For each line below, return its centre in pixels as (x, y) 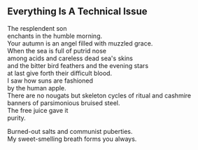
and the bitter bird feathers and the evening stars (78, 65)
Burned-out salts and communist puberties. (70, 131)
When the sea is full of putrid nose (57, 50)
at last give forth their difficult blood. (60, 73)
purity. (16, 118)
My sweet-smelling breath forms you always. (72, 139)
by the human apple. (37, 88)
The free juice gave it (38, 110)
